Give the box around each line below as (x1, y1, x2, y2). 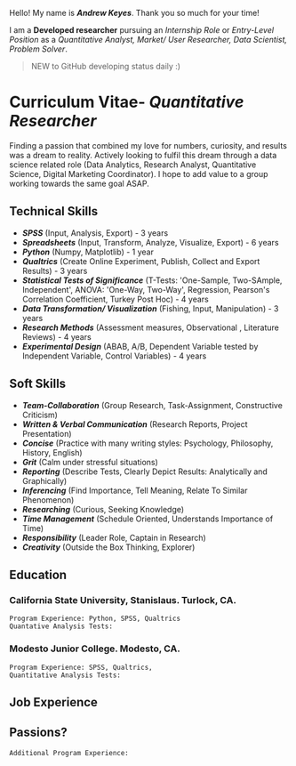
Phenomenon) (21, 494, 75, 505)
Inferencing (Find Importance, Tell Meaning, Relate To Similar (21, 485, 248, 496)
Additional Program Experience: (9, 748, 129, 757)
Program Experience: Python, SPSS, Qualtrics (9, 614, 180, 624)
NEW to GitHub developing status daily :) (30, 61, 180, 71)
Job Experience (9, 694, 98, 710)
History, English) (21, 447, 83, 457)
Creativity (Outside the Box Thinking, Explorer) (21, 542, 196, 552)
